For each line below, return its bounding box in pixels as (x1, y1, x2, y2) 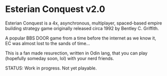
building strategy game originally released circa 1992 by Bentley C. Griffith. (5, 25, 159, 31)
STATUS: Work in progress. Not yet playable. (5, 65, 97, 71)
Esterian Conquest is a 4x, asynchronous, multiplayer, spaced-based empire (5, 20, 162, 26)
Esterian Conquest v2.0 (5, 3, 106, 15)
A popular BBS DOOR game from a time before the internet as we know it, (5, 35, 157, 41)
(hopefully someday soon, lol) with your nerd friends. (5, 55, 115, 61)
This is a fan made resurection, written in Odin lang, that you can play (5, 50, 148, 56)
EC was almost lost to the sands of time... (5, 40, 90, 46)
